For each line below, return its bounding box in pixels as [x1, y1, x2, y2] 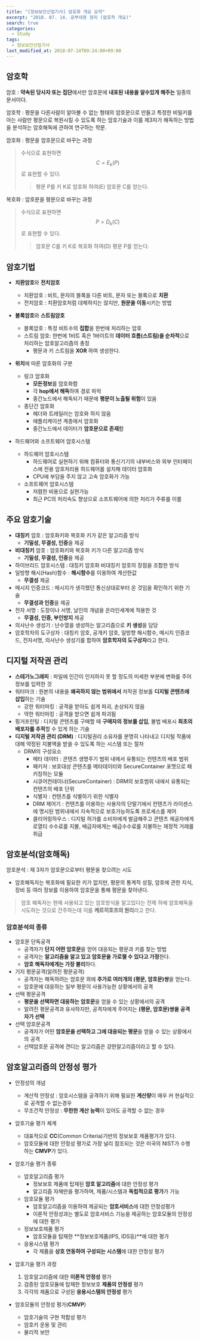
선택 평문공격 [14, 990, 46, 998]
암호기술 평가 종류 [14, 1160, 57, 1167]
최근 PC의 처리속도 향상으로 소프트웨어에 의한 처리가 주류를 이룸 [32, 495, 182, 502]
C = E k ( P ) [96, 159, 120, 168]
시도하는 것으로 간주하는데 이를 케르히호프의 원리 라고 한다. [20, 907, 156, 914]
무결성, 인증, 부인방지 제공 [23, 614, 85, 621]
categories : [6, 25, 36, 32]
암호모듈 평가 [23, 1195, 55, 1202]
